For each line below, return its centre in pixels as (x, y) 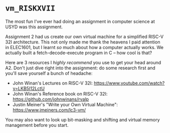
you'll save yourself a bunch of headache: (49, 73)
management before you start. (37, 125)
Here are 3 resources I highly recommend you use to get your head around (83, 62)
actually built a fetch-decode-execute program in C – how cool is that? (79, 53)
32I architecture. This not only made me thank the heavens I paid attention (83, 42)
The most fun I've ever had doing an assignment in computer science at (80, 21)
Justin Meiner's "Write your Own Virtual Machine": (65, 104)
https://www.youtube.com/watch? (129, 83)
